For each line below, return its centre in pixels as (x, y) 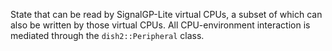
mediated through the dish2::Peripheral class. (107, 35)
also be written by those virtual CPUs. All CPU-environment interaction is (160, 25)
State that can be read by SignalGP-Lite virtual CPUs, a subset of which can (166, 14)
